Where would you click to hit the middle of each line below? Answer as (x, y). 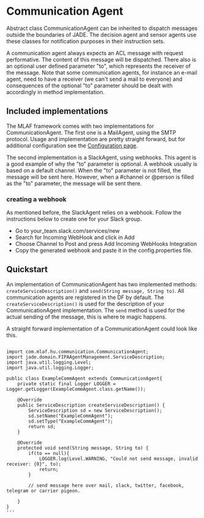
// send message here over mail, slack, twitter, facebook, (106, 485)
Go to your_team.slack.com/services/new (67, 231)
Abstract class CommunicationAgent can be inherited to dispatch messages (102, 28)
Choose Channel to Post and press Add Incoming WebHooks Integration (106, 244)
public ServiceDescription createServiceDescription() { (91, 405)
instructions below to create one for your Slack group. (74, 219)
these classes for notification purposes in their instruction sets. (86, 41)
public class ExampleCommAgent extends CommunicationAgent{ (85, 378)
